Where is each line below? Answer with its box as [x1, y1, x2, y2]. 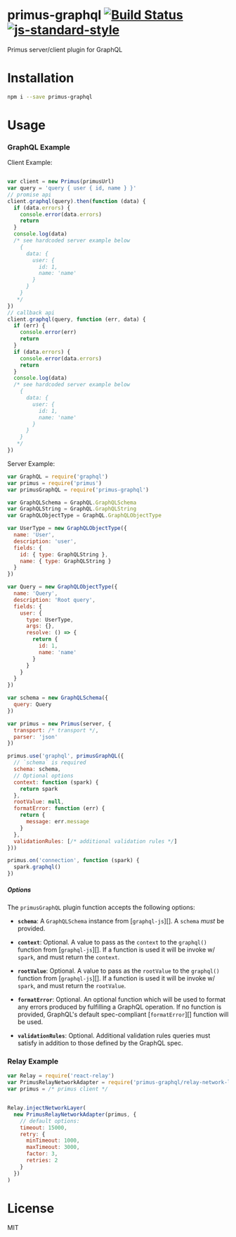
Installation [7, 70, 74, 86]
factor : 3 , [25, 1150, 58, 1157]
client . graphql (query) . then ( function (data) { [7, 197, 146, 204]
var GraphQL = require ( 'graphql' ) [7, 473, 109, 480]
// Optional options [13, 772, 74, 779]
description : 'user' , [13, 538, 77, 545]
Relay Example [7, 1057, 58, 1066]
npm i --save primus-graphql [7, 93, 93, 100]
